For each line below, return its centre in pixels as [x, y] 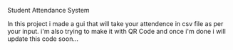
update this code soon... [43, 39]
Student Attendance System [49, 10]
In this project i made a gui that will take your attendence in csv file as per [115, 24]
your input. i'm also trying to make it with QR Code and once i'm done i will [116, 31]
